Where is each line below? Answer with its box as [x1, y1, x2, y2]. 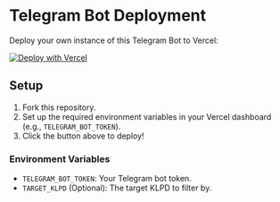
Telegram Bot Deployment [9, 5, 207, 26]
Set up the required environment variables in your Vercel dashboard [21, 111, 272, 122]
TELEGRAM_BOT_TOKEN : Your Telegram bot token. [21, 173, 192, 184]
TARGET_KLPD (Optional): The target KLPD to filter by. [21, 182, 212, 193]
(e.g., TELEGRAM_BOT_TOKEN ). [21, 121, 121, 131]
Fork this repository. [21, 102, 96, 113]
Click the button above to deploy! [21, 130, 144, 141]
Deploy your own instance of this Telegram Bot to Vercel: [9, 35, 218, 46]
